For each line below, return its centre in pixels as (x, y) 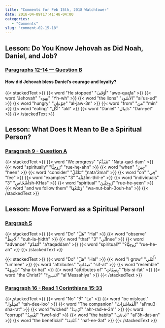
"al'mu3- (148, 304)
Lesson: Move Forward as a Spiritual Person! (75, 209)
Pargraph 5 (18, 223)
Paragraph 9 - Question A (36, 151)
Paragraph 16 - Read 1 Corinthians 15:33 (54, 288)
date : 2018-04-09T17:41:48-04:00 (39, 14)
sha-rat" (14, 309)
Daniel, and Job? (31, 56)
